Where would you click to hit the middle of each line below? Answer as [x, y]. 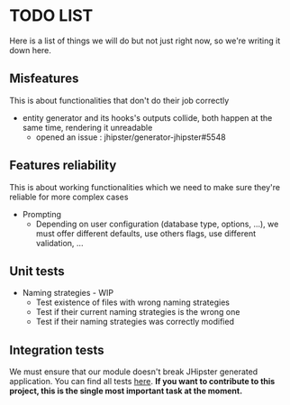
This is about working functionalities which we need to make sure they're [145, 187]
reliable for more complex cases [69, 197]
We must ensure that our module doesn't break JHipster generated [134, 372]
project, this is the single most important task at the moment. [126, 391]
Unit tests [37, 271]
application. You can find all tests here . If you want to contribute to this [142, 382]
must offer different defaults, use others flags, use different [146, 233]
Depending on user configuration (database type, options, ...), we [157, 224]
